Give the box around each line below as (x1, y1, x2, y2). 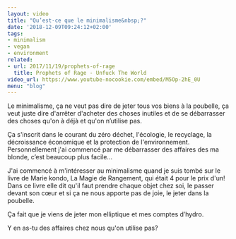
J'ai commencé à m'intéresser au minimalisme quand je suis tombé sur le (7, 166, 221, 175)
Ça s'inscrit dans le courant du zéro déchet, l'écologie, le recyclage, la (7, 130, 212, 139)
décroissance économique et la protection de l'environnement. (7, 138, 190, 147)
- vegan (7, 43, 30, 50)
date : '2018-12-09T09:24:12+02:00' (7, 23, 112, 30)
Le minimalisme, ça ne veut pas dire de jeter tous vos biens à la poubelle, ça (7, 102, 230, 110)
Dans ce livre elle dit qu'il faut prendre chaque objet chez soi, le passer (7, 181, 214, 190)
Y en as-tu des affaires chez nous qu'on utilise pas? (7, 223, 158, 233)
